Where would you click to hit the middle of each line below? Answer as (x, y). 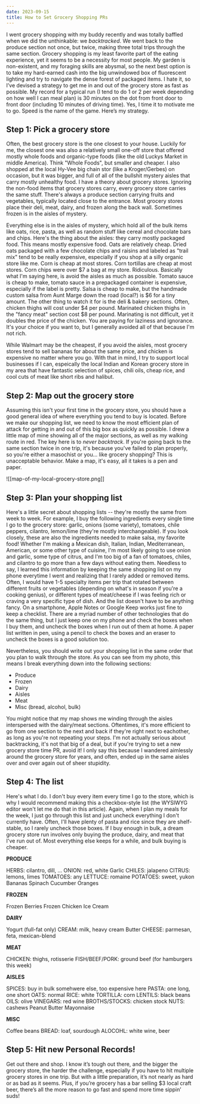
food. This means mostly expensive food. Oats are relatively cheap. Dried (96, 244)
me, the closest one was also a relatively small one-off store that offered (95, 150)
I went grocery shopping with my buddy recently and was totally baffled (95, 34)
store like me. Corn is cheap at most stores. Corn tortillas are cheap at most (99, 263)
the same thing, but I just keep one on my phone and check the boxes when (99, 620)
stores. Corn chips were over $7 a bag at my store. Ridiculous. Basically (95, 270)
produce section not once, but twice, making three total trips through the (96, 47)
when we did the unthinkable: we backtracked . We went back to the (90, 41)
